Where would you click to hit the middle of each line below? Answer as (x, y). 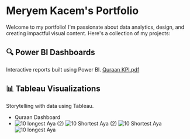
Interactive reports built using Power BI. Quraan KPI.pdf (73, 69)
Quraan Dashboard (37, 117)
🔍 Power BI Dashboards (51, 52)
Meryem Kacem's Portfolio (72, 11)
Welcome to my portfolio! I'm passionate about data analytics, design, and (95, 27)
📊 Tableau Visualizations (53, 89)
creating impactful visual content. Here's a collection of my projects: (88, 33)
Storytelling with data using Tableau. (50, 106)
